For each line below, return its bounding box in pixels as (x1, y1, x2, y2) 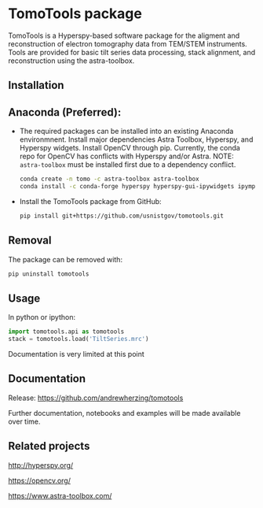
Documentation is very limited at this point (8, 350, 145, 359)
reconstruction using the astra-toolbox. (8, 56, 135, 65)
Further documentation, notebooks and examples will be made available (8, 408, 241, 417)
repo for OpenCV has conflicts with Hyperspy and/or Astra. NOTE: (19, 151, 234, 161)
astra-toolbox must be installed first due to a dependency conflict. (19, 160, 236, 169)
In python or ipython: (8, 313, 76, 322)
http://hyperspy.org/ (8, 460, 74, 469)
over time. (8, 417, 41, 426)
